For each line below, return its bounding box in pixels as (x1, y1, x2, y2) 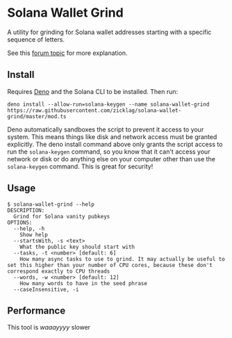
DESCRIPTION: (7, 207, 45, 214)
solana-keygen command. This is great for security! (7, 162, 154, 170)
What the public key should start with (19, 243, 135, 250)
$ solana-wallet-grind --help (7, 200, 95, 208)
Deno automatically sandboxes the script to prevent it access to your (7, 125, 204, 134)
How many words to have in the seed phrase (19, 280, 148, 287)
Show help (19, 231, 49, 238)
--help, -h (13, 225, 45, 232)
